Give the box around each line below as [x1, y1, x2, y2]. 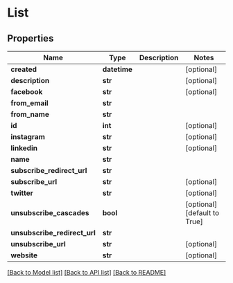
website [10, 250, 38, 260]
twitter [10, 188, 33, 198]
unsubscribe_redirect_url [10, 228, 96, 237]
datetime [102, 64, 133, 74]
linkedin [10, 143, 38, 153]
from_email [10, 98, 49, 108]
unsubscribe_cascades [10, 208, 89, 217]
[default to [185, 208, 220, 217]
